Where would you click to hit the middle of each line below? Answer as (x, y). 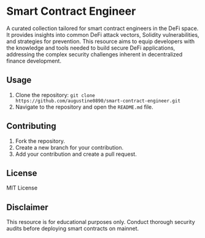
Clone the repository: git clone (55, 95)
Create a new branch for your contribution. (69, 147)
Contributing (31, 126)
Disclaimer (27, 207)
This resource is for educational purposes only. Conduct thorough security (101, 222)
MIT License (22, 188)
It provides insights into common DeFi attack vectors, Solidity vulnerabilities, (103, 34)
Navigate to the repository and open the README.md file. (84, 107)
